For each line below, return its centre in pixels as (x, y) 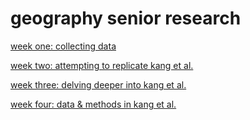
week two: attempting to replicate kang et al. (102, 65)
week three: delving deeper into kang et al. (98, 84)
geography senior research (126, 18)
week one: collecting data (63, 46)
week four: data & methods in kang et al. (93, 104)
